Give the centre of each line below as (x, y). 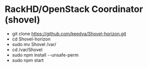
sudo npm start (28, 60)
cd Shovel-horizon (31, 39)
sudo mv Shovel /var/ (34, 44)
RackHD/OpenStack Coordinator (74, 9)
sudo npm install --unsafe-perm (45, 55)
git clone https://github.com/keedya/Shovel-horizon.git (69, 33)
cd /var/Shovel (27, 49)
